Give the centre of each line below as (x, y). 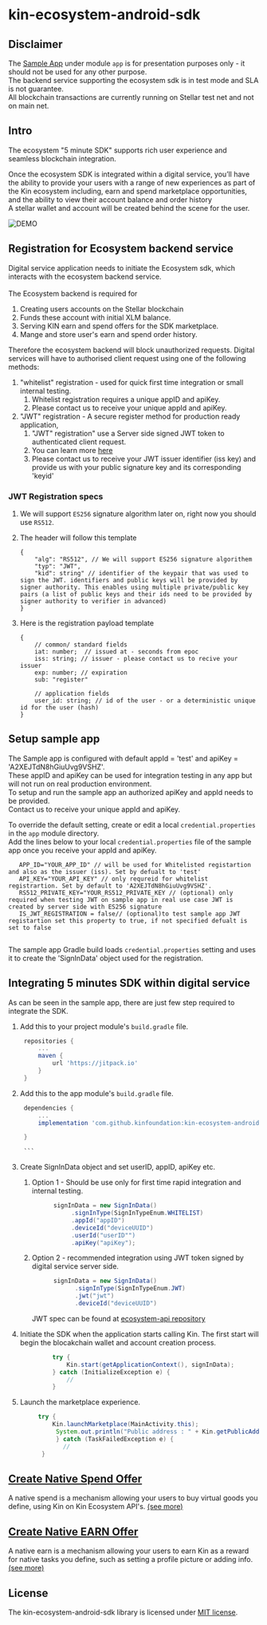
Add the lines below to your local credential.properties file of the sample (130, 841)
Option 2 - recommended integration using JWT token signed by (138, 1258)
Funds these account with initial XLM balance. (95, 317)
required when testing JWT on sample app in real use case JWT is (121, 900)
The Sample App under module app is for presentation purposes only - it (127, 63)
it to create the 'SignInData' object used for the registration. (106, 958)
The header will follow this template (78, 538)
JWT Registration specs (56, 496)
